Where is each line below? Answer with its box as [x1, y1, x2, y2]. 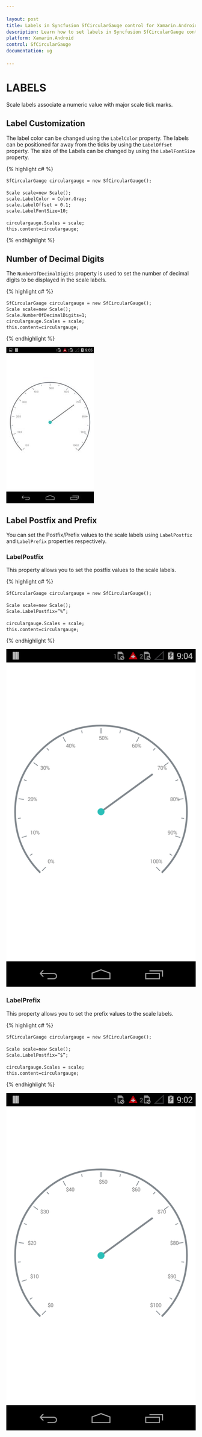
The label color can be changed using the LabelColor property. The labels [6, 134, 189, 142]
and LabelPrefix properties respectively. [6, 538, 107, 545]
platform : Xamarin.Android [6, 35, 74, 42]
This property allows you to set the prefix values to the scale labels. [6, 1010, 174, 1017]
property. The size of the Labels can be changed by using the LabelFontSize [6, 147, 195, 154]
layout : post [6, 16, 39, 22]
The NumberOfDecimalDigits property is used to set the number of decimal [6, 270, 189, 277]
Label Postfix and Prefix [6, 515, 97, 526]
